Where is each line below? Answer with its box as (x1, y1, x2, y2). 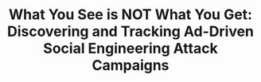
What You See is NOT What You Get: (8, 6, 253, 24)
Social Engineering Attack (43, 40, 218, 57)
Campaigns (92, 57, 169, 75)
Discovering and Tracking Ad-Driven (7, 22, 254, 41)
